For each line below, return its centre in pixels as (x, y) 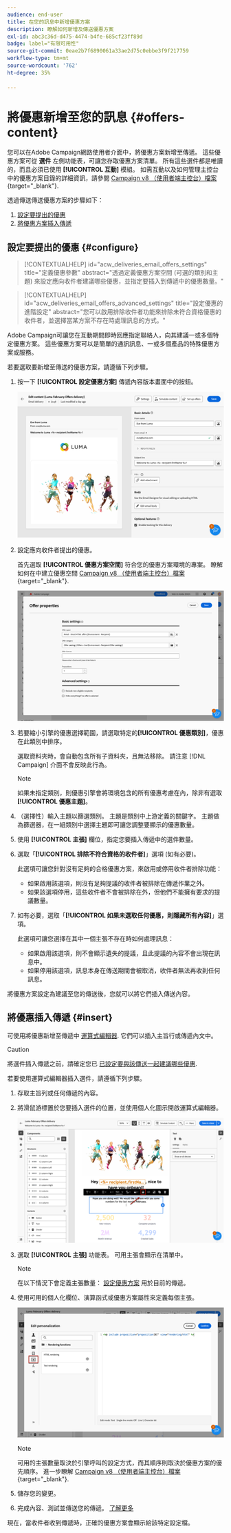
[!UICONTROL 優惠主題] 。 (54, 801)
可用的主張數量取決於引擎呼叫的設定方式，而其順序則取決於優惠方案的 (117, 1463)
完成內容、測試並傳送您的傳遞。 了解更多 (75, 1507)
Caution (18, 1049)
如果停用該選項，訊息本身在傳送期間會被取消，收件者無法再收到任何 (124, 970)
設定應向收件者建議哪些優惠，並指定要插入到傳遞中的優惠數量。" (132, 281)
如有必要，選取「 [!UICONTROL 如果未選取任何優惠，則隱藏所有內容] (114, 915)
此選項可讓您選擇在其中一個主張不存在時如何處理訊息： (95, 938)
